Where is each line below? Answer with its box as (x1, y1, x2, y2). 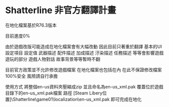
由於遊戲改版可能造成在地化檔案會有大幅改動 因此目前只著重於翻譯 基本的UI (5, 43, 162, 49)
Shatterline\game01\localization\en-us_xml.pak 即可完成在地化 (13, 96, 142, 102)
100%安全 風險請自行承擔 (5, 73, 58, 79)
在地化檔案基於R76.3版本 (5, 22, 57, 28)
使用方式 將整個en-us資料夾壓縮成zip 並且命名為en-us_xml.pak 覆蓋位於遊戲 (5, 83, 163, 89)
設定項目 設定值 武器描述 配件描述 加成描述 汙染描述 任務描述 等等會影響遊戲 (5, 50, 164, 56)
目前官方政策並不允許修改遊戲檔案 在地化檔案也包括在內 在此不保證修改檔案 (5, 66, 162, 73)
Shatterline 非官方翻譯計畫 (5, 5, 117, 16)
